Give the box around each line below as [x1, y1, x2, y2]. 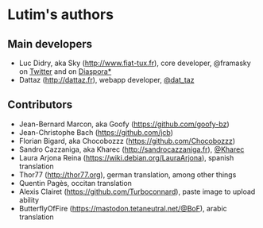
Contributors [7, 98, 73, 112]
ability [18, 195, 40, 204]
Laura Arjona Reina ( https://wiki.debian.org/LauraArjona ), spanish [18, 153, 234, 162]
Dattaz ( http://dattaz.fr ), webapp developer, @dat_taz [18, 75, 195, 84]
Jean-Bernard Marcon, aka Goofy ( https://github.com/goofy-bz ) [18, 119, 230, 129]
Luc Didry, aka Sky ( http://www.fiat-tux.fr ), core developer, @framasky [18, 58, 251, 68]
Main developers [7, 37, 93, 51]
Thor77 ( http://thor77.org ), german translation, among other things [18, 169, 237, 180]
